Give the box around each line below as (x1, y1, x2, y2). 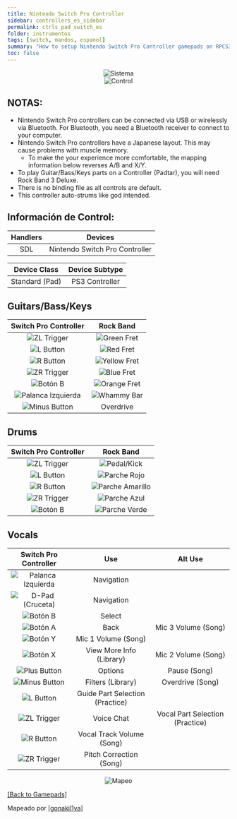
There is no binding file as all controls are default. (17, 183, 162, 191)
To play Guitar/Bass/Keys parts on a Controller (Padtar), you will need (17, 168, 220, 177)
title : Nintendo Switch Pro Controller (7, 10, 125, 18)
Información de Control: (7, 211, 115, 223)
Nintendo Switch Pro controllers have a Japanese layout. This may (17, 138, 211, 147)
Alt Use (177, 554, 203, 563)
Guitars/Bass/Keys (7, 300, 92, 312)
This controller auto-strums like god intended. (17, 191, 151, 199)
